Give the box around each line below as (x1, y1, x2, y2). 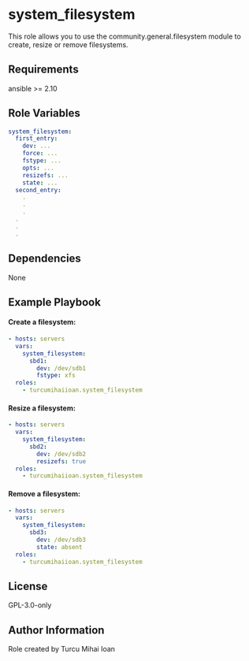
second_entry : (15, 186, 61, 194)
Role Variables (8, 106, 80, 120)
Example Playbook (8, 295, 101, 309)
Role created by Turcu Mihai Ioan (8, 644, 116, 654)
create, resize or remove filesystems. (8, 39, 128, 49)
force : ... (22, 150, 58, 158)
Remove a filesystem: (8, 488, 81, 498)
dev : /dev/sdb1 (36, 364, 87, 372)
